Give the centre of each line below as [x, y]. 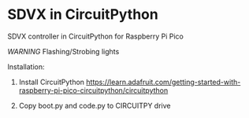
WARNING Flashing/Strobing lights [63, 51]
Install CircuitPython [51, 82]
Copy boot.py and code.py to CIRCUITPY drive [95, 105]
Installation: [26, 66]
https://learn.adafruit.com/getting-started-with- [163, 82]
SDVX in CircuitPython [83, 15]
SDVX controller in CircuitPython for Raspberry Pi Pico [96, 36]
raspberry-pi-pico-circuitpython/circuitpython [93, 90]
